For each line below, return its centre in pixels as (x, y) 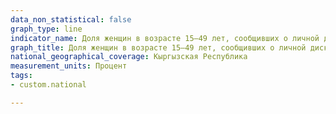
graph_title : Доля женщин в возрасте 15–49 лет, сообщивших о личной (158, 47)
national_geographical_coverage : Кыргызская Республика (129, 57)
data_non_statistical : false (71, 19)
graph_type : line (46, 29)
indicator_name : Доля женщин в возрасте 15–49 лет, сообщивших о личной (165, 38)
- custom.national (48, 85)
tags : (21, 76)
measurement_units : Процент (69, 66)
